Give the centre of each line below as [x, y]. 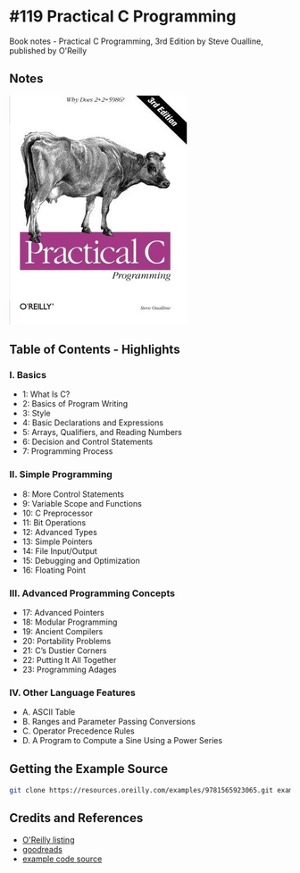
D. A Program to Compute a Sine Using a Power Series [122, 741]
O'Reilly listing [48, 839]
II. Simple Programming [61, 474]
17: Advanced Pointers [63, 613]
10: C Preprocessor [58, 513]
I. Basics [28, 375]
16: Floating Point [54, 570]
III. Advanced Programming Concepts [92, 593]
